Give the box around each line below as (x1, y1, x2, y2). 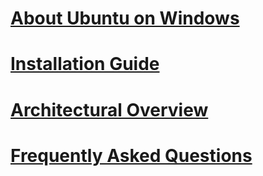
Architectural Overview (10, 98, 209, 121)
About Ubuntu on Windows (10, 7, 240, 30)
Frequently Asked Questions (10, 144, 253, 167)
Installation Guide (10, 53, 160, 76)
